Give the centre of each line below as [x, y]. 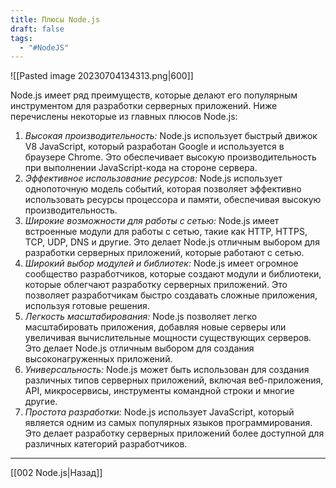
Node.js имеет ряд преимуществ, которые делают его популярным [154, 95]
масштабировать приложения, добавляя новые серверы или [155, 327]
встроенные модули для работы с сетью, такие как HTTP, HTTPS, [166, 232]
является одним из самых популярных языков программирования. [168, 423]
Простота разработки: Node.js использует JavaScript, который [159, 412]
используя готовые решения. [87, 306]
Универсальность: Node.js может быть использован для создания [167, 370]
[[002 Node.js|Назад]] [56, 473]
